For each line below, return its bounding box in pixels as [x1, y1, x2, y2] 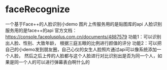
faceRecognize [5, 4, 70, 15]
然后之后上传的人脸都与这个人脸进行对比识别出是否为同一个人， [24, 52, 158, 59]
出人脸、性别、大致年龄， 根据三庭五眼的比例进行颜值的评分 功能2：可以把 [5, 40, 162, 46]
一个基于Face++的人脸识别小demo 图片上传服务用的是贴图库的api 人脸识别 [5, 21, 162, 27]
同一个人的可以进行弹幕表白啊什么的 [14, 59, 90, 65]
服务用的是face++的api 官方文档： [5, 27, 77, 33]
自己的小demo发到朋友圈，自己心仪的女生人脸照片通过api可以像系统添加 [5, 46, 157, 52]
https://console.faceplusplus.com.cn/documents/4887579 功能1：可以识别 [5, 33, 161, 40]
